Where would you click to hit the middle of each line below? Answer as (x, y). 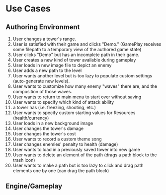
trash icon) (24, 160)
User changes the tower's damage (48, 129)
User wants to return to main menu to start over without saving (77, 97)
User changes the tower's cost (44, 134)
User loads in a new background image (53, 123)
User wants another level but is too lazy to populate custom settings (82, 76)
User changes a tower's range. (44, 39)
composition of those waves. (42, 92)
